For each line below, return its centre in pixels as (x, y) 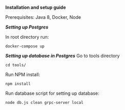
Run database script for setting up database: (52, 93)
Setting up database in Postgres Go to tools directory (62, 56)
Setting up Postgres (27, 27)
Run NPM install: (23, 74)
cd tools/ (16, 65)
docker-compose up (25, 46)
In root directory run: (27, 37)
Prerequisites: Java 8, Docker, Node (43, 17)
